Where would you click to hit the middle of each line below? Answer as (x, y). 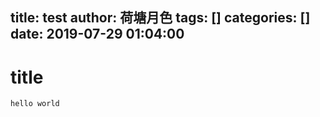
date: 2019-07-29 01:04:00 (97, 34)
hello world (35, 104)
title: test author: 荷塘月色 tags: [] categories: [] (160, 18)
